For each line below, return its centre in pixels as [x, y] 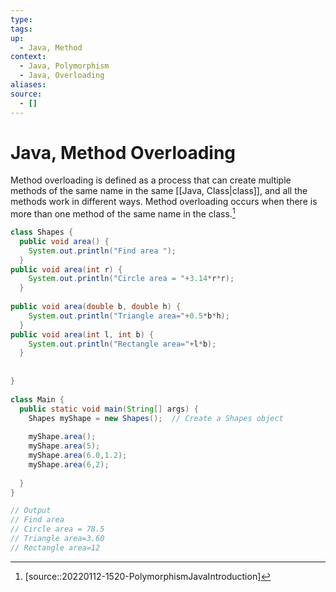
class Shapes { [42, 232]
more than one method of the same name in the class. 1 [123, 213]
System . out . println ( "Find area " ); [102, 251]
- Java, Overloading [62, 76]
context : [28, 57]
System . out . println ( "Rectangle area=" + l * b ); [122, 344]
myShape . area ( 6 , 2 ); [69, 464]
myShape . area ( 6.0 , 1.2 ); [78, 456]
